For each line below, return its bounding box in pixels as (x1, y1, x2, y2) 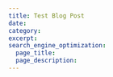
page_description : (15, 57, 78, 65)
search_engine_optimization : (8, 42, 107, 50)
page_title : (15, 49, 56, 57)
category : (8, 26, 42, 34)
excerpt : (8, 34, 38, 43)
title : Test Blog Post (8, 11, 85, 20)
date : (8, 19, 27, 27)
